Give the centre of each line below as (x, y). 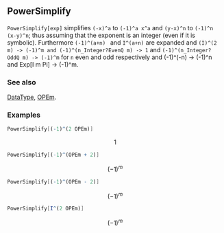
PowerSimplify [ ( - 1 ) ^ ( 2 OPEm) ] (50, 129)
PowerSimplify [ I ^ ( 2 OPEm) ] (46, 209)
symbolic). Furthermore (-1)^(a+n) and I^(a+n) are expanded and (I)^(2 (112, 42)
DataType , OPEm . (32, 97)
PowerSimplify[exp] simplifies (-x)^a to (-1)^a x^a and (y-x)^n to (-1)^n (110, 27)
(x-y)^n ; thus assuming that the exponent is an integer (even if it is (101, 35)
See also (22, 82)
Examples (24, 115)
